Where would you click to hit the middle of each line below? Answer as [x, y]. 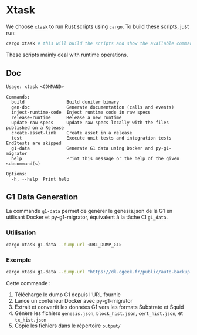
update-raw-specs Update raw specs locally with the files [90, 123]
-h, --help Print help [40, 179]
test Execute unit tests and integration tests [91, 138]
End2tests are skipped [34, 143]
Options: [17, 174]
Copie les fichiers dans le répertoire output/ [68, 326]
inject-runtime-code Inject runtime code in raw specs [81, 112]
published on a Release [35, 128]
